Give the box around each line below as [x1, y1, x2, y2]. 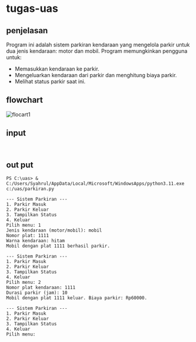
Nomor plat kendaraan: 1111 [6, 284, 76, 291]
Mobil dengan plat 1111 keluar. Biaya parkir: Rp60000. [6, 295, 147, 301]
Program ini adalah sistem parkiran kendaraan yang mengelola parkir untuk [6, 41, 190, 48]
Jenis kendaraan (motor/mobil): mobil [6, 227, 102, 233]
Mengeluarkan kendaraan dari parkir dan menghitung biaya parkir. [14, 72, 177, 78]
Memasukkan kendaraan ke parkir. [14, 65, 100, 72]
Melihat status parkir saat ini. [14, 78, 86, 85]
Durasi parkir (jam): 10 [6, 290, 68, 296]
